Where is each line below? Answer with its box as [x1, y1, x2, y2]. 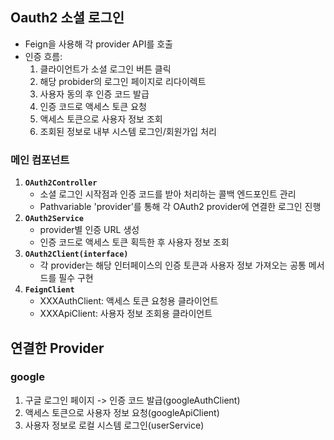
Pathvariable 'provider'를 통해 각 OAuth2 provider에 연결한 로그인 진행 [39, 201, 322, 213]
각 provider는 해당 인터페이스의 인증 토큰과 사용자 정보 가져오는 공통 [39, 259, 307, 272]
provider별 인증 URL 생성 [39, 224, 140, 236]
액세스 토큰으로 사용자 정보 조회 [39, 113, 163, 125]
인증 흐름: [24, 50, 63, 62]
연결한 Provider [10, 339, 105, 357]
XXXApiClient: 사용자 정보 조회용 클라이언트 [39, 308, 213, 320]
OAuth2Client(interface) [24, 249, 129, 260]
